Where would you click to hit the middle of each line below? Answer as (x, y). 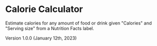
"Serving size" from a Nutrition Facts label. (50, 28)
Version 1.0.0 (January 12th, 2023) (41, 38)
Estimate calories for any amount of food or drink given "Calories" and (78, 23)
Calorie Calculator (44, 9)
